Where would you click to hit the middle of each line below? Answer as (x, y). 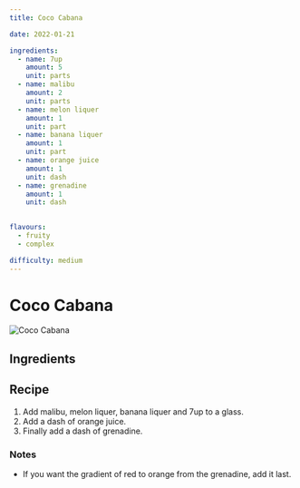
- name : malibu (46, 84)
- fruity (34, 236)
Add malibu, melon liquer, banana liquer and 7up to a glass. (133, 411)
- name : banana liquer (60, 135)
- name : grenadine (53, 185)
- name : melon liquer (58, 110)
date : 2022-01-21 (42, 34)
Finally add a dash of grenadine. (82, 431)
